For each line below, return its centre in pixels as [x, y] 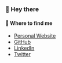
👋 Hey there [22, 9]
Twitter [22, 54]
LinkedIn [24, 48]
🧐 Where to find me [29, 23]
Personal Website [35, 36]
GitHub [22, 42]
